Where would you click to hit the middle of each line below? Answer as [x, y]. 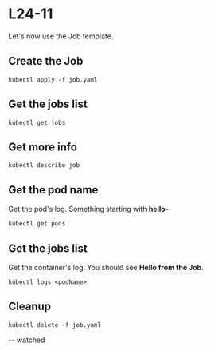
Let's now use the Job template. [61, 36]
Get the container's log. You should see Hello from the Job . [106, 267]
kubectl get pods [37, 224]
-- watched [27, 340]
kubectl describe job [44, 166]
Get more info [43, 147]
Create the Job [46, 61]
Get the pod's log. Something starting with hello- [88, 209]
